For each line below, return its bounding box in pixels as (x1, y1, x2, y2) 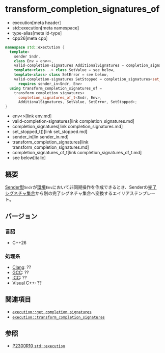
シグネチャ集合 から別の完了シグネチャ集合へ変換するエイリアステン (5, 190, 143, 196)
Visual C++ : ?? (12, 280, 42, 286)
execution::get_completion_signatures (12, 309, 92, 315)
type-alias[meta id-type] (12, 30, 62, 36)
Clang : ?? (12, 264, 31, 270)
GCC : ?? (12, 269, 29, 275)
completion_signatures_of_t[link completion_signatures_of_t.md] (12, 150, 142, 156)
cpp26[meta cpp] (12, 35, 48, 41)
